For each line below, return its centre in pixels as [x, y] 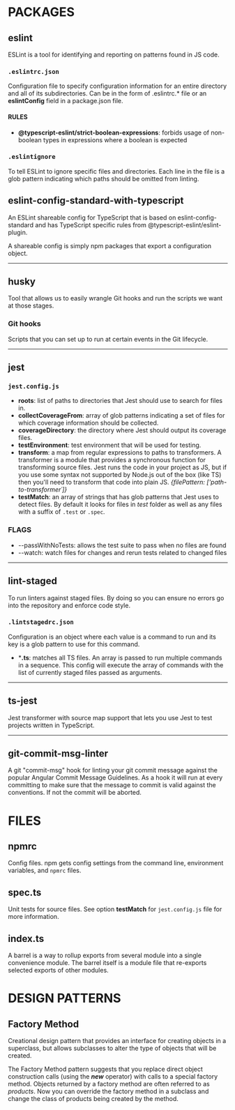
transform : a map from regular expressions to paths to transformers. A [120, 453]
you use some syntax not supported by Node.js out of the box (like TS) [120, 475]
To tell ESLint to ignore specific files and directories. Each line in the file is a [116, 171]
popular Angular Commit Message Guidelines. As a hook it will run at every [115, 777]
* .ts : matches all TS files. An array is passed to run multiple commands [120, 657]
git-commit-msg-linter [58, 754]
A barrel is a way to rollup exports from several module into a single [105, 955]
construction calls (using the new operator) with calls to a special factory [113, 1077]
